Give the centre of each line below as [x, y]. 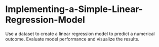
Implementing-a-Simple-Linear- [74, 9]
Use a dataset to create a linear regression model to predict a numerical [80, 33]
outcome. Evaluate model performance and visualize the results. [72, 39]
